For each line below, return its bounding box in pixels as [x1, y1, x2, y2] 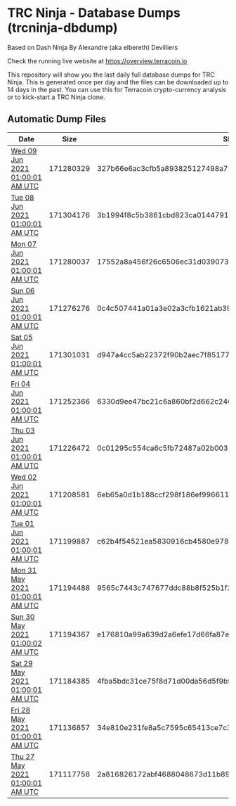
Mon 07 [11, 239, 37, 249]
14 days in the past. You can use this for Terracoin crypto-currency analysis [7, 85, 227, 94]
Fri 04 [11, 378, 31, 388]
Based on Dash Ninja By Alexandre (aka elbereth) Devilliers [7, 43, 178, 51]
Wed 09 [11, 146, 37, 155]
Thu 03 [11, 426, 35, 435]
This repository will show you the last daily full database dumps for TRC [7, 70, 216, 79]
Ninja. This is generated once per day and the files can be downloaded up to [7, 77, 229, 86]
